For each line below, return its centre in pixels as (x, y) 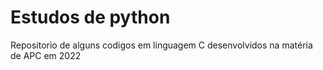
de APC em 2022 (46, 55)
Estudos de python (90, 17)
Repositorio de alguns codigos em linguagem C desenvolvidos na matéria (161, 45)
